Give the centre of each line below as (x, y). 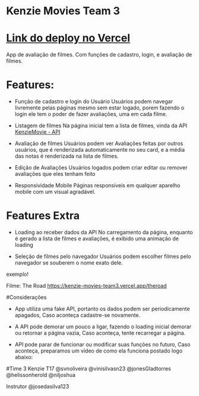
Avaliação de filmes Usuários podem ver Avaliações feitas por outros (99, 143)
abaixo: (24, 357)
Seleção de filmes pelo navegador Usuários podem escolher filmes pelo (103, 256)
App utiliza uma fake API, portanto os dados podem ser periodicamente (102, 309)
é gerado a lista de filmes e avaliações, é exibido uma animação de (97, 238)
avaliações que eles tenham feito (55, 174)
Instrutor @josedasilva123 (38, 386)
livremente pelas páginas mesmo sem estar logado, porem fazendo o (99, 108)
